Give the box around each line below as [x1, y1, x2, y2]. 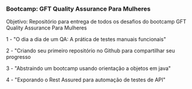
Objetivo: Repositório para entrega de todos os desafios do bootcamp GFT [6, 18, 187, 25]
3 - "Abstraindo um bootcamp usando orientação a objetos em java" [6, 65, 171, 72]
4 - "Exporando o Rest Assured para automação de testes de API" [6, 76, 166, 84]
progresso [6, 54, 31, 61]
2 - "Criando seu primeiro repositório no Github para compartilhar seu [6, 47, 175, 54]
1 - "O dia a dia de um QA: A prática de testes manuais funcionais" [6, 36, 166, 43]
